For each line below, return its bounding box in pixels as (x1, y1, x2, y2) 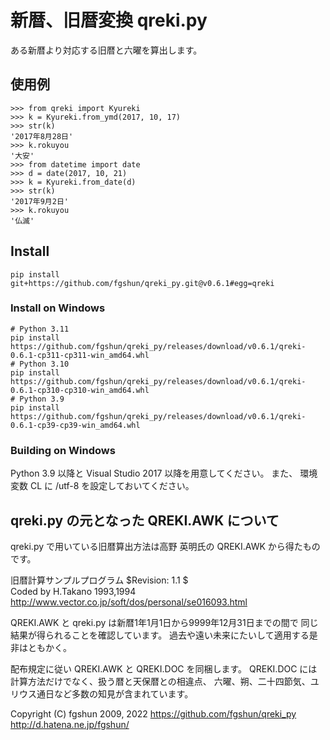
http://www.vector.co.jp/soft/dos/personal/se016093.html (10, 596, 248, 608)
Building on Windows (10, 443, 116, 457)
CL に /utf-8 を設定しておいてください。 (29, 480, 195, 492)
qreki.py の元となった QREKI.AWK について (10, 512, 280, 529)
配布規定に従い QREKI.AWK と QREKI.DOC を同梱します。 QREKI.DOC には (10, 662, 318, 675)
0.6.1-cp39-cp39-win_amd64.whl (10, 420, 141, 430)
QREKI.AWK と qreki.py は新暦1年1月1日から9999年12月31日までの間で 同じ (10, 616, 319, 628)
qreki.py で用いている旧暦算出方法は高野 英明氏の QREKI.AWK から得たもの (10, 540, 321, 552)
